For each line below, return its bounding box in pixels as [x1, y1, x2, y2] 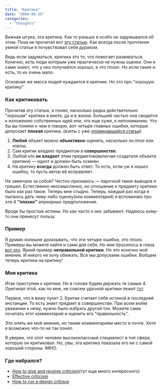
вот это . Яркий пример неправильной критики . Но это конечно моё [5, 247, 148, 253]
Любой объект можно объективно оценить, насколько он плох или [12, 137, 154, 143]
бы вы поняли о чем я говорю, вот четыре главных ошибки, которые [5, 123, 148, 129]
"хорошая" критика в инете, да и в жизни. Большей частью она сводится [5, 113, 158, 118]
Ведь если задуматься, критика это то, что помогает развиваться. [5, 54, 144, 60]
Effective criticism [12, 373, 49, 379]
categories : [5, 16, 29, 21]
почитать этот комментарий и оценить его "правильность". [5, 311, 129, 317]
